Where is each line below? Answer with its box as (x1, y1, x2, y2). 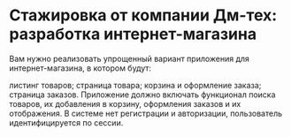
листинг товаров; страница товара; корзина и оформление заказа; (9, 80, 262, 90)
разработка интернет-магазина (9, 24, 257, 44)
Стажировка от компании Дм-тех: (9, 5, 278, 26)
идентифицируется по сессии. (9, 117, 124, 128)
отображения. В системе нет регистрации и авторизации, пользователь (9, 108, 283, 118)
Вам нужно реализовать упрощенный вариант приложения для (9, 53, 250, 64)
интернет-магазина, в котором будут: (9, 63, 152, 73)
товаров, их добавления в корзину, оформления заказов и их (9, 98, 241, 109)
